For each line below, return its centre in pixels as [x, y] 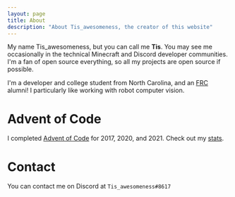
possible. [20, 69]
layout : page [26, 14]
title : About [26, 20]
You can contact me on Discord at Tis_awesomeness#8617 [89, 186]
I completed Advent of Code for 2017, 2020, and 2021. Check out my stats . [116, 139]
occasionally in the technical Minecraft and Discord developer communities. [117, 54]
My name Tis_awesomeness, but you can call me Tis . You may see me [110, 47]
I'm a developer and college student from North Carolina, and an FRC [108, 83]
